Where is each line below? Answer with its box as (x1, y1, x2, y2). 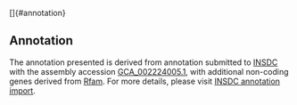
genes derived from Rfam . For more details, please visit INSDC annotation (9, 76, 281, 86)
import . (9, 85, 36, 96)
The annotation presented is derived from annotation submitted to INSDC (9, 57, 278, 68)
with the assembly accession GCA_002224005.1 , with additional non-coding (9, 66, 289, 77)
